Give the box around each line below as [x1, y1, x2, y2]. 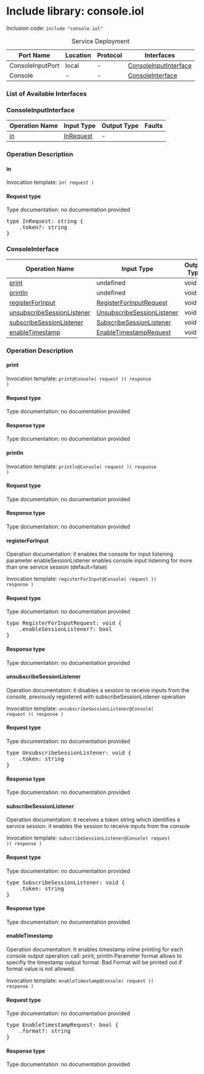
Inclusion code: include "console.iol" [6, 24, 103, 32]
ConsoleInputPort [9, 61, 59, 69]
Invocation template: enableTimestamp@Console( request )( [6, 977, 154, 984]
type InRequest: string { [6, 218, 84, 225]
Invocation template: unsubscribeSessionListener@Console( [6, 704, 154, 712]
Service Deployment [71, 37, 130, 45]
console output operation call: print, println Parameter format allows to [6, 952, 182, 960]
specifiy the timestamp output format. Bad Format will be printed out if [6, 958, 182, 966]
